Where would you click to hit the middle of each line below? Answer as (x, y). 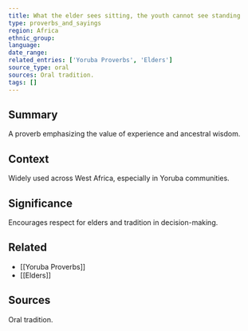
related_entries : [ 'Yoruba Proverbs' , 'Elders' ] (91, 61)
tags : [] (23, 82)
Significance (41, 203)
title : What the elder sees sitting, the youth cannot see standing (124, 16)
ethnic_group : (32, 38)
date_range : (28, 53)
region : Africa (33, 30)
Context (29, 159)
